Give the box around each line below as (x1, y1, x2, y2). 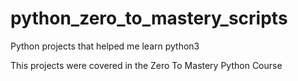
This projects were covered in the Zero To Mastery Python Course (10, 59, 283, 71)
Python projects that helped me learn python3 (10, 40, 200, 52)
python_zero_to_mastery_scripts (10, 7, 288, 30)
